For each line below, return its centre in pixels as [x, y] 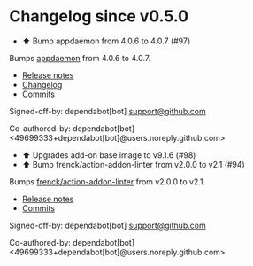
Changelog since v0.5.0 [99, 16]
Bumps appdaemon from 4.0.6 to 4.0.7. [80, 58]
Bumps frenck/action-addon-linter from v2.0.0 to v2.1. [107, 181]
